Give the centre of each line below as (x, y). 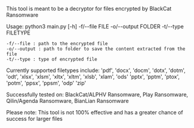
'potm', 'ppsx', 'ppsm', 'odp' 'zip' (46, 83)
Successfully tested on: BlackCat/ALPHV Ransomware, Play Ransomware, (97, 94)
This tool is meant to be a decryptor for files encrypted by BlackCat (89, 9)
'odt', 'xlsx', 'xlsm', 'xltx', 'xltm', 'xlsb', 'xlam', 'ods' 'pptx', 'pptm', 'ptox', (93, 77)
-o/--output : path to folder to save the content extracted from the (96, 49)
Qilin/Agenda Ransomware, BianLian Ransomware (68, 101)
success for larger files (34, 119)
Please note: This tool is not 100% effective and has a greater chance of (95, 112)
